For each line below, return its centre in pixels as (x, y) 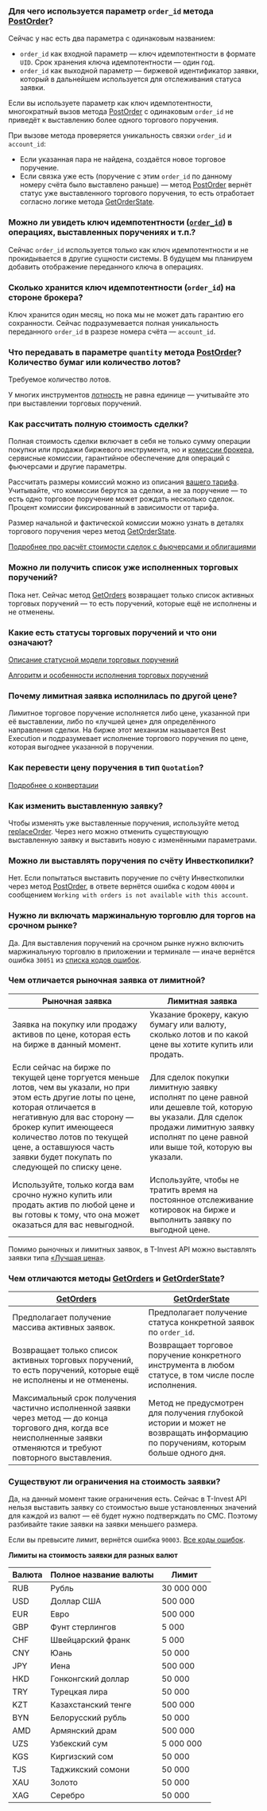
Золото (64, 1782)
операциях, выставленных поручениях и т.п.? (102, 233)
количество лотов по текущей (70, 1137)
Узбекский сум (79, 1744)
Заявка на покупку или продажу (75, 1024)
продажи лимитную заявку (202, 1127)
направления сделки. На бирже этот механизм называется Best (117, 730)
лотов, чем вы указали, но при (71, 1087)
